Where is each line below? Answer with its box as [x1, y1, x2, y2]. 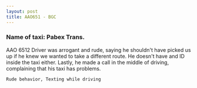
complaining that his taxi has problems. [6, 65, 101, 72]
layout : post [6, 8, 38, 15]
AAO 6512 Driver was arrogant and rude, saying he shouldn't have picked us [6, 46, 191, 53]
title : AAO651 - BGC [6, 14, 57, 20]
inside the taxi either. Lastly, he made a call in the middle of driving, [6, 59, 169, 66]
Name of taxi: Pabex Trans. [6, 33, 85, 41]
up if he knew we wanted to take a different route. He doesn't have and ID [6, 52, 185, 59]
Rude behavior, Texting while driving [6, 76, 101, 82]
